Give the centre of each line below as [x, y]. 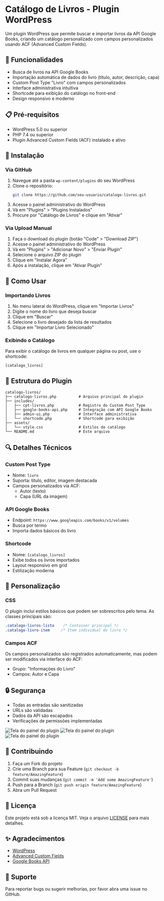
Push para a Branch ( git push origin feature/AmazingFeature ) [77, 785]
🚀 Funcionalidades [34, 60]
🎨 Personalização [33, 586]
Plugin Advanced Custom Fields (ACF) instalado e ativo [69, 140]
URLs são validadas [33, 710]
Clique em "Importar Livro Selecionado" [53, 327]
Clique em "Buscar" [33, 317]
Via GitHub [19, 170]
